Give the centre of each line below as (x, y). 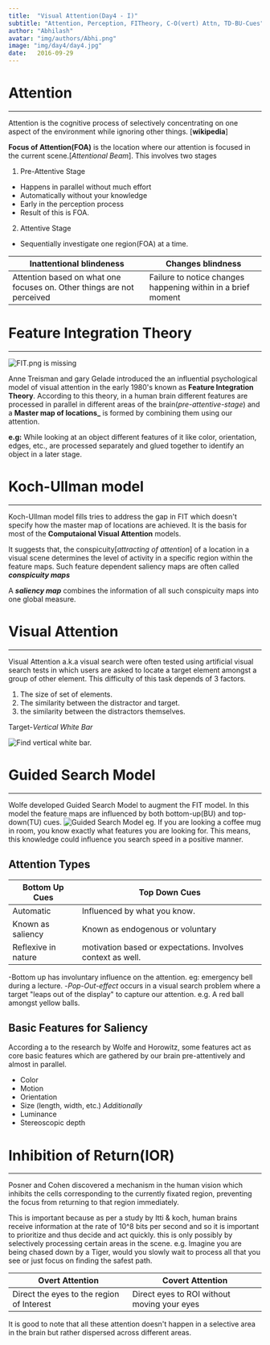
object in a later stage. (45, 454)
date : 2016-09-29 (41, 53)
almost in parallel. (37, 1065)
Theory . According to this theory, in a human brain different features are (128, 395)
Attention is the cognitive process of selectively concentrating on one (123, 122)
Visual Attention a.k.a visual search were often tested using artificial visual (131, 661)
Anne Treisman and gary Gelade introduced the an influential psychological (133, 379)
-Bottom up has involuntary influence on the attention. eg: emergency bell (131, 977)
